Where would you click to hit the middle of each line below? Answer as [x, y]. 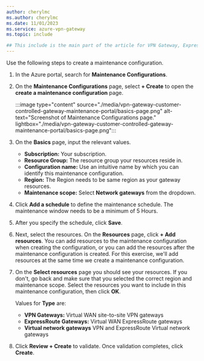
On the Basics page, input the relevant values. [73, 142]
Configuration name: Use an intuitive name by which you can [101, 167]
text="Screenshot [37, 117]
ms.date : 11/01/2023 [32, 23]
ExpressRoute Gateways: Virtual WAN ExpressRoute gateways [103, 321]
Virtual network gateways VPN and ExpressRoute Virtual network [107, 328]
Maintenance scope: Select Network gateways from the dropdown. [110, 193]
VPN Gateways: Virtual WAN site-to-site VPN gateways [94, 315]
